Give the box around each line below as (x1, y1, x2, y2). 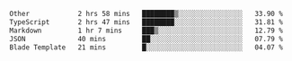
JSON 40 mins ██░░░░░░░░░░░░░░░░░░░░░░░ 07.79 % (9, 34, 283, 43)
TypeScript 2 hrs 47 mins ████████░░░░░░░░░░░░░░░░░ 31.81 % (9, 17, 283, 27)
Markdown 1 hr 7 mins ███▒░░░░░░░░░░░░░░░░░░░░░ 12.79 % (9, 26, 283, 35)
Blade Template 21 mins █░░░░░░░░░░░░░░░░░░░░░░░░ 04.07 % (9, 42, 283, 52)
